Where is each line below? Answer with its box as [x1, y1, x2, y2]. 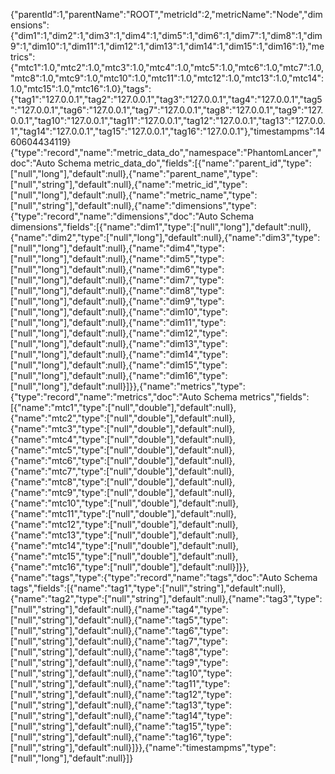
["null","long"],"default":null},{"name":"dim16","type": [10, 370, 228, 381]
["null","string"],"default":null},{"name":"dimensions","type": [10, 200, 257, 211]
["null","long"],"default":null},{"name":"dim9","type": [10, 295, 225, 307]
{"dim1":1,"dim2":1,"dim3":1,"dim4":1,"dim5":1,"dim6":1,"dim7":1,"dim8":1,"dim [10, 30, 323, 41]
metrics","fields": [239, 391, 310, 403]
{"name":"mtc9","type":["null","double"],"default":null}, [10, 487, 236, 498]
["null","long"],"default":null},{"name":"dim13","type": [10, 338, 228, 349]
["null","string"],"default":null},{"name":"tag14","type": [10, 710, 233, 721]
